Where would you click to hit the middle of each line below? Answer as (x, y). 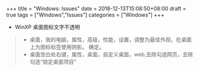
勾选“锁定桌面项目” (53, 62)
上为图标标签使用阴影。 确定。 (67, 47)
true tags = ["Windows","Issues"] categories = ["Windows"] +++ (85, 15)
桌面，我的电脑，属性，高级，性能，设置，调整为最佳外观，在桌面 (111, 40)
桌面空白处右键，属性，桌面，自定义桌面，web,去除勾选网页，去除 (111, 54)
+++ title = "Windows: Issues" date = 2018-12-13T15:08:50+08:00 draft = (96, 9)
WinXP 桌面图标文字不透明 (47, 27)
